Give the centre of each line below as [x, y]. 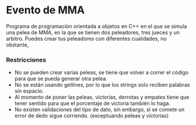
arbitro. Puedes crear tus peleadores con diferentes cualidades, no [87, 38]
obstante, [17, 45]
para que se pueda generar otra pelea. [61, 78]
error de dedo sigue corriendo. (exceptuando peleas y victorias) [92, 116]
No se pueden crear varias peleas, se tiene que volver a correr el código [101, 73]
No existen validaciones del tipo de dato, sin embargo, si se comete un [99, 110]
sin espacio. [29, 91]
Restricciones [26, 60]
